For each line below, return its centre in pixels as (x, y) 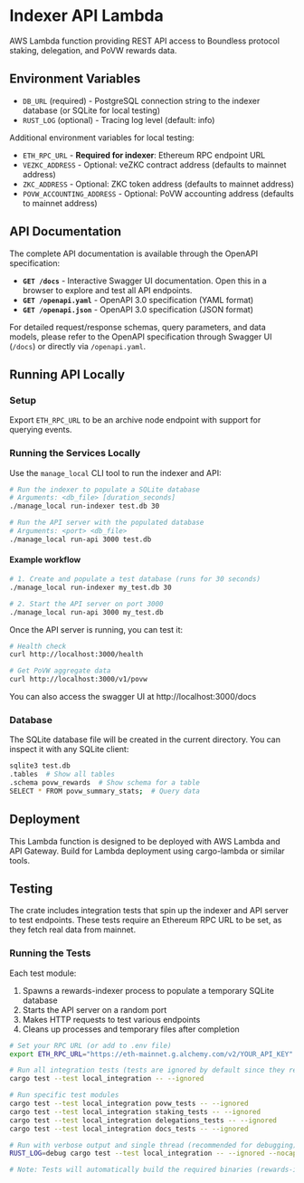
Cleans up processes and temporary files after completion (131, 1029)
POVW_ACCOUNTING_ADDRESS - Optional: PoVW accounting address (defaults (158, 193)
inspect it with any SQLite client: (69, 749)
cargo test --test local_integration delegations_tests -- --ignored (143, 1120)
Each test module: (43, 973)
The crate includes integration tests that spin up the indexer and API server (149, 911)
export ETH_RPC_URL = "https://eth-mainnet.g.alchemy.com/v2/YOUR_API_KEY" (152, 1054)
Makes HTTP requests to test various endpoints (111, 1019)
